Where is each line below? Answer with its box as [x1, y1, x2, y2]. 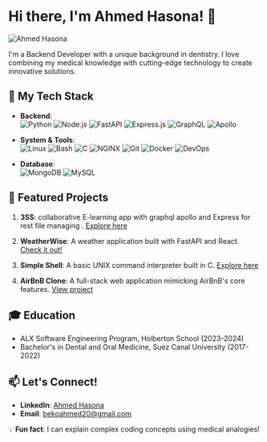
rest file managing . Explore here [19, 221, 128, 230]
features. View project [19, 284, 94, 294]
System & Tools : [19, 135, 75, 144]
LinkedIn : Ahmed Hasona [19, 400, 104, 410]
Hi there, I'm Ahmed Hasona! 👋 [8, 7, 216, 26]
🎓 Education [8, 308, 76, 322]
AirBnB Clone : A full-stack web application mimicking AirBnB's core [19, 276, 245, 286]
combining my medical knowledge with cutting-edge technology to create [8, 58, 253, 67]
